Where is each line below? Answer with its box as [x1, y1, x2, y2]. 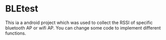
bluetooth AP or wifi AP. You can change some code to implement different [5, 24, 161, 30]
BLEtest [5, 3, 38, 14]
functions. [5, 30, 26, 36]
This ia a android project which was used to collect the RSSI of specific [5, 19, 153, 25]
